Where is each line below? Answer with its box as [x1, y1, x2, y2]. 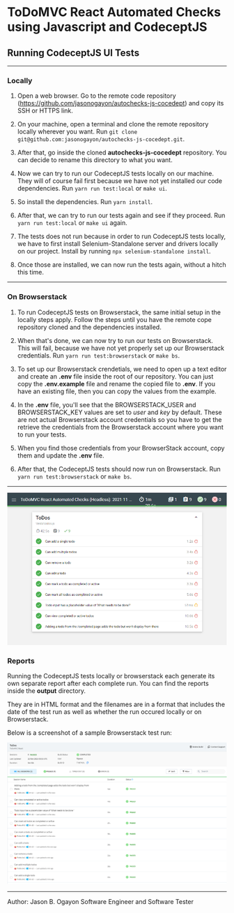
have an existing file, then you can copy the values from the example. [17, 387, 217, 395]
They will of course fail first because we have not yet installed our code [17, 177, 223, 185]
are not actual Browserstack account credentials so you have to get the [17, 415, 222, 423]
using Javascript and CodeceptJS [7, 19, 208, 35]
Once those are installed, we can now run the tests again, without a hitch [17, 261, 226, 269]
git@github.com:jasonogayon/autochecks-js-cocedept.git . [17, 135, 185, 143]
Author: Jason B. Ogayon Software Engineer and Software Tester [7, 897, 194, 905]
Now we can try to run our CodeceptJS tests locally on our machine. [17, 169, 214, 178]
